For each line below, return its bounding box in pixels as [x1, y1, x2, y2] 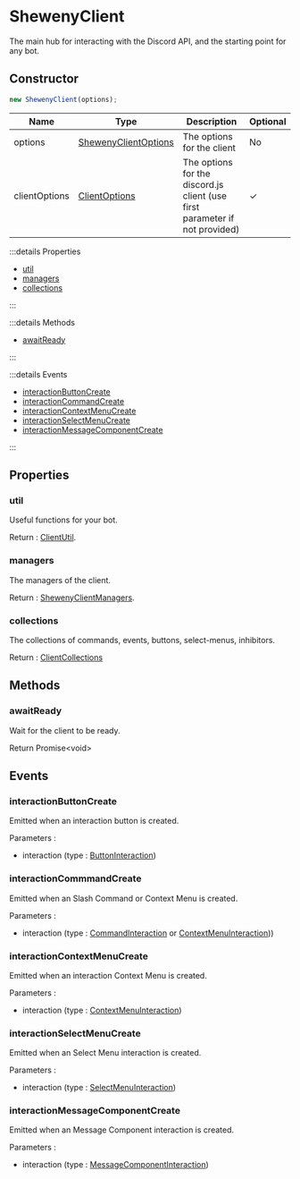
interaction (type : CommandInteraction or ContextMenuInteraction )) [21, 928, 274, 938]
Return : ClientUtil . [9, 532, 77, 543]
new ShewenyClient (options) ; [9, 95, 118, 104]
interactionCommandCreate [21, 395, 125, 406]
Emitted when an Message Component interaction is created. [9, 1124, 235, 1135]
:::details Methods [9, 317, 76, 327]
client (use [182, 190, 228, 202]
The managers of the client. [9, 574, 112, 585]
